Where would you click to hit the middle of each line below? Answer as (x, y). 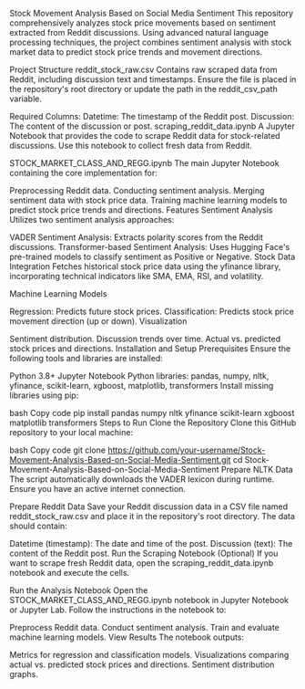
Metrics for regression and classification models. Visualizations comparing (149, 655)
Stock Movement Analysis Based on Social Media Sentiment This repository (152, 13)
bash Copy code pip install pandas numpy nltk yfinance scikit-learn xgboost (152, 413)
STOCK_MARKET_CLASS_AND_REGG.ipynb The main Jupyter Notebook (144, 163)
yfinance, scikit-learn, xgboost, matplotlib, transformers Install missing (142, 386)
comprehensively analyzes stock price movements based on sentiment (142, 23)
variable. (26, 99)
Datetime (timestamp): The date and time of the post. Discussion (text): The (151, 543)
